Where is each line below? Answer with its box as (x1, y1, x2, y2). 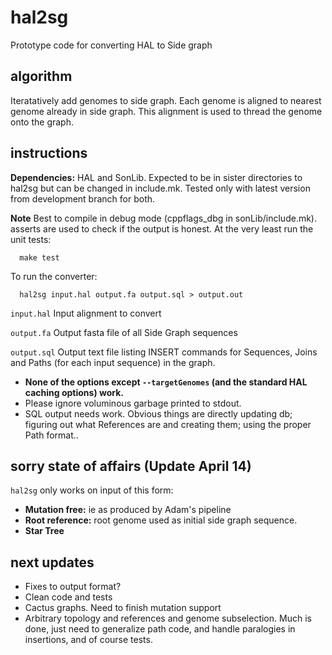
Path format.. (24, 429, 79, 441)
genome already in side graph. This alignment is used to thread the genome (10, 105, 323, 117)
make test (19, 252, 60, 263)
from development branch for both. (10, 192, 156, 205)
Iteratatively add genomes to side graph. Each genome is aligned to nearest (10, 94, 322, 106)
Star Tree (24, 525, 65, 537)
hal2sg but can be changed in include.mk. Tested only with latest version (10, 182, 311, 194)
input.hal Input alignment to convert (10, 307, 162, 319)
